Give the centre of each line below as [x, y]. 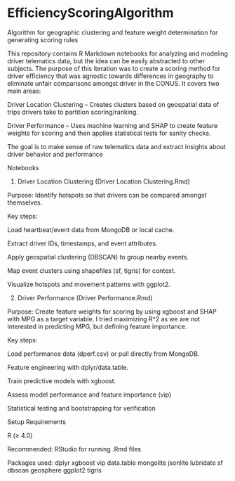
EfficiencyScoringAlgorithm [90, 13]
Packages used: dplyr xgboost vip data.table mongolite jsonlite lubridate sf [115, 463]
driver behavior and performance [55, 154]
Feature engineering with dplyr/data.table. [68, 367]
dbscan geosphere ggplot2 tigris [54, 470]
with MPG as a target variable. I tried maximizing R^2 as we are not [104, 319]
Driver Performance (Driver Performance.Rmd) [85, 297]
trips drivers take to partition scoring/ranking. [73, 112]
